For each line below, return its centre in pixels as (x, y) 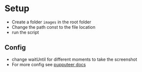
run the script (25, 32)
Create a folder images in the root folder (51, 22)
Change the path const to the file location (54, 27)
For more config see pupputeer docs (49, 64)
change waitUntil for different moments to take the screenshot (74, 59)
